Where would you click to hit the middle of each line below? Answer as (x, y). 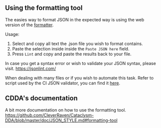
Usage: (12, 34)
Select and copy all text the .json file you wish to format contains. (77, 44)
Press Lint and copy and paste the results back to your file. (72, 54)
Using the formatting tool (44, 8)
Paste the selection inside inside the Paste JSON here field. (71, 48)
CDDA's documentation (41, 98)
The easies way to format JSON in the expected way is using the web (75, 19)
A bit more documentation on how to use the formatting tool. (66, 110)
